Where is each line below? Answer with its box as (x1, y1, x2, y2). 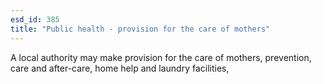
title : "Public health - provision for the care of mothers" (10, 24, 271, 34)
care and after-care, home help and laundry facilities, (10, 62, 230, 74)
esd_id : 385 (10, 14, 60, 25)
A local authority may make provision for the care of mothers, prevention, (10, 51, 312, 63)
